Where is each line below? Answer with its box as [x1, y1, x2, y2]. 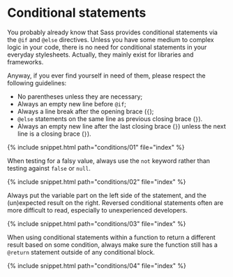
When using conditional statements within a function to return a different [7, 233, 216, 241]
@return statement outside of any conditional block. [7, 248, 156, 256]
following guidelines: [7, 78, 67, 87]
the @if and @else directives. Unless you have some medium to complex [7, 35, 214, 43]
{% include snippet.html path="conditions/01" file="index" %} [7, 143, 185, 151]
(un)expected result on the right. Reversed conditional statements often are [7, 198, 224, 207]
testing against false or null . [7, 164, 91, 172]
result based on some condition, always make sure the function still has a [7, 240, 218, 249]
